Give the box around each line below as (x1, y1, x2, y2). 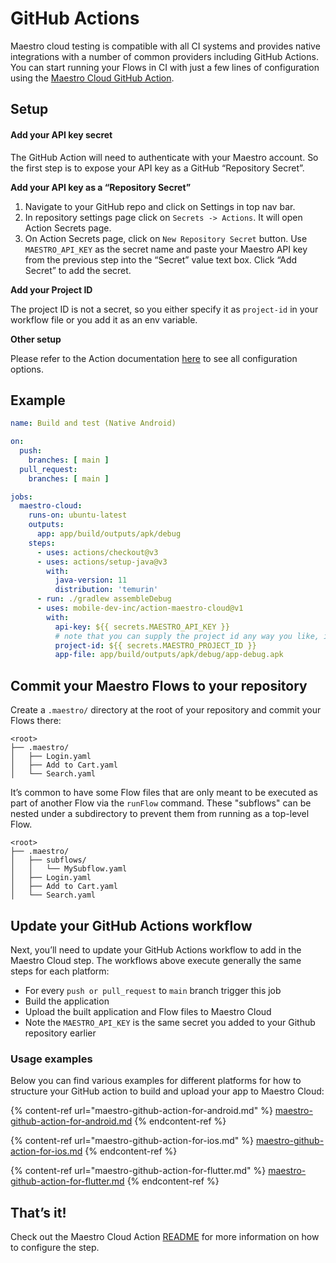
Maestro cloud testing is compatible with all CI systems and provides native (10, 40, 321, 52)
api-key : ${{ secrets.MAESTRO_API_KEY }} (54, 622, 230, 632)
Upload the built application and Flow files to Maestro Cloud (24, 1005, 272, 1017)
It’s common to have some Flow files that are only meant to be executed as (10, 787, 318, 799)
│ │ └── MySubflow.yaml (10, 864, 128, 874)
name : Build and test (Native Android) (10, 418, 177, 429)
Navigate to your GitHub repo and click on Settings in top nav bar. (24, 200, 296, 212)
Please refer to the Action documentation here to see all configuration (10, 352, 298, 364)
